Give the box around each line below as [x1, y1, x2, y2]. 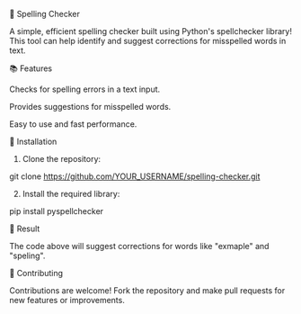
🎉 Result [9, 223, 40, 234]
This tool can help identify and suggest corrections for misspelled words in [9, 36, 287, 46]
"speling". [9, 250, 46, 261]
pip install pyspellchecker [9, 206, 104, 216]
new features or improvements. [9, 295, 126, 305]
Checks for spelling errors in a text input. [9, 84, 161, 94]
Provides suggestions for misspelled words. [9, 102, 172, 112]
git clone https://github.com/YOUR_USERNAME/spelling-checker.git [9, 171, 261, 182]
